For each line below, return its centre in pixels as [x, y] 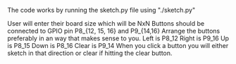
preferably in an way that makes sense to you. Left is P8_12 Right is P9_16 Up [118, 38]
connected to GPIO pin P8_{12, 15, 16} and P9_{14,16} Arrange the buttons [114, 31]
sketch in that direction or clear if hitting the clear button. [90, 53]
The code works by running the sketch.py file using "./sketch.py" [101, 10]
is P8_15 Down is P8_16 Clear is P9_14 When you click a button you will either [118, 46]
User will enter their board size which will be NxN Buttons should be [106, 23]
